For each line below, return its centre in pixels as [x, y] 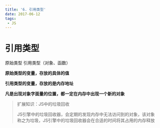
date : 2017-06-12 [23, 14]
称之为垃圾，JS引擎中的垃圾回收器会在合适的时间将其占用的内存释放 [86, 120]
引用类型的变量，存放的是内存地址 [39, 83]
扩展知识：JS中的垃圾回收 [43, 104]
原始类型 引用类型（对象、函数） [38, 63]
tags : [10, 18]
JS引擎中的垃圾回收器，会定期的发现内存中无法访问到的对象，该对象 [86, 114]
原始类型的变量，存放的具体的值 [37, 73]
